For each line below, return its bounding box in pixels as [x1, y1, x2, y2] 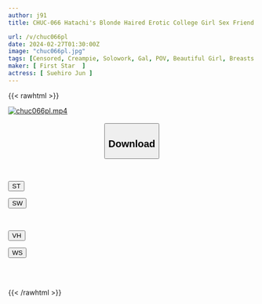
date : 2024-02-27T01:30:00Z [8, 40, 100, 48]
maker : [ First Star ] [8, 62, 86, 71]
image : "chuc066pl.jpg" [8, 48, 86, 56]
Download [108, 138, 155, 150]
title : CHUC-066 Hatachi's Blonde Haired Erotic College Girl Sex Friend [8, 19, 255, 27]
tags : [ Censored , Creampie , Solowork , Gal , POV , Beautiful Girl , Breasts [8, 55, 255, 63]
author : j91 [8, 11, 47, 20]
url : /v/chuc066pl [8, 33, 68, 41]
